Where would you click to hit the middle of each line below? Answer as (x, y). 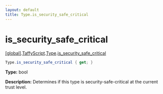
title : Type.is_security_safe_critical (47, 15)
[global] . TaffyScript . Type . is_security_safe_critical (56, 53)
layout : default (22, 10)
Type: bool (17, 72)
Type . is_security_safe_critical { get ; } (49, 63)
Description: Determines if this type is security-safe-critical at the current (81, 82)
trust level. (16, 87)
